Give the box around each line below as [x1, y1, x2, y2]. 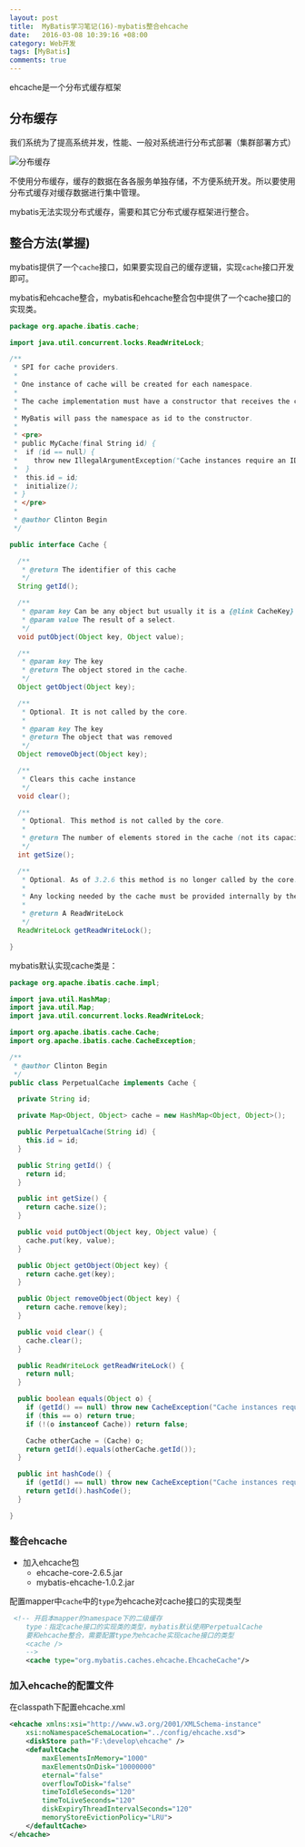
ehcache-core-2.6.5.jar [35, 1567, 123, 1578]
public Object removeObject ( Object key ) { [17, 1294, 181, 1304]
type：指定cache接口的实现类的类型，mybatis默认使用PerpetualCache [25, 1622, 263, 1631]
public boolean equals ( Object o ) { [17, 1395, 152, 1404]
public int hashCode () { [17, 1469, 112, 1479]
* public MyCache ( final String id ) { [13, 439, 156, 449]
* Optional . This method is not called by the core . [21, 817, 225, 826]
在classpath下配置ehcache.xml [9, 1701, 125, 1712]
